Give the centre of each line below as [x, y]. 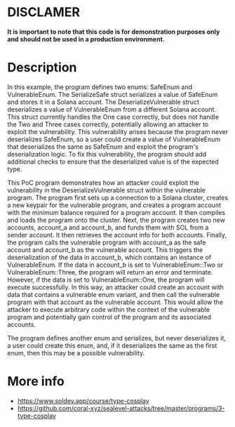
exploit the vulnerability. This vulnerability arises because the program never [118, 131]
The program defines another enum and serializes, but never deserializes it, [116, 338]
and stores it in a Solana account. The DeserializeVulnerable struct [103, 102]
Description [42, 68]
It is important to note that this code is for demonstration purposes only [114, 32]
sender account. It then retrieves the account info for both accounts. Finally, [117, 235]
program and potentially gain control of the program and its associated [109, 317]
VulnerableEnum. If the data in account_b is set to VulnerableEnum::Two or [115, 265]
